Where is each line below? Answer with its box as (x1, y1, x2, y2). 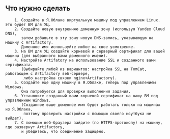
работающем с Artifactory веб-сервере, (5, 71, 90, 76)
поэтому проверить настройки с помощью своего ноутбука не (23, 111, 152, 116)
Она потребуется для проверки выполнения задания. (21, 89, 131, 94)
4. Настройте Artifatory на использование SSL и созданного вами (14, 58, 156, 63)
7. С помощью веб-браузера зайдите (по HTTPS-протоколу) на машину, (14, 120, 163, 125)
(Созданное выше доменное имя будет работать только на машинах (21, 102, 160, 107)
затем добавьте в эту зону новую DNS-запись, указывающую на (21, 35, 154, 40)
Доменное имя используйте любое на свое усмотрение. (21, 44, 136, 49)
